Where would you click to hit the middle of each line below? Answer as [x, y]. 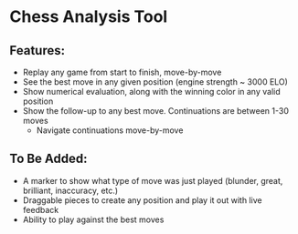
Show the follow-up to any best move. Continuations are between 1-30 [156, 111]
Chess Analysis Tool [89, 17]
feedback [41, 209]
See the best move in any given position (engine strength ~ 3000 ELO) [155, 82]
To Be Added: [49, 159]
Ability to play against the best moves [93, 219]
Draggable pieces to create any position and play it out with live [142, 200]
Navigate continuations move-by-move [110, 130]
